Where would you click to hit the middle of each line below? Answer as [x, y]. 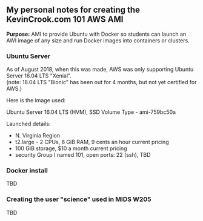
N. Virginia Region [38, 136]
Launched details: [28, 124]
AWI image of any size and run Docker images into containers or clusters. [98, 40]
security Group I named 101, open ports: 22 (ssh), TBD [83, 155]
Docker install [27, 171]
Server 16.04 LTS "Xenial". [39, 76]
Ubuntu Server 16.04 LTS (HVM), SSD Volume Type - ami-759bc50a [91, 112]
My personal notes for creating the [73, 10]
